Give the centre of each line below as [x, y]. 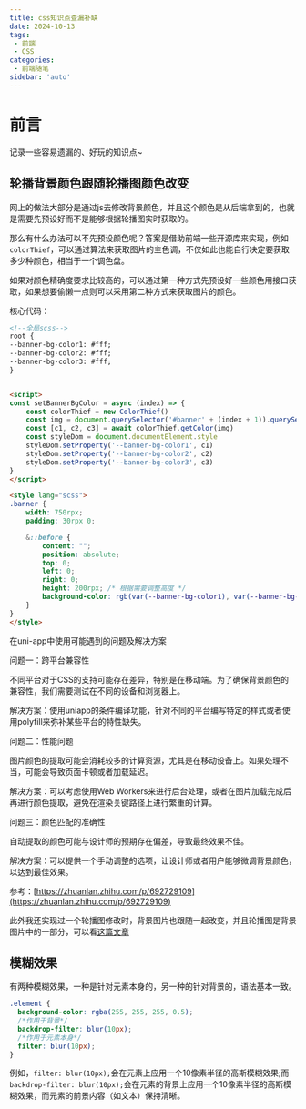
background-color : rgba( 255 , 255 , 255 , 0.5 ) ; [106, 1012]
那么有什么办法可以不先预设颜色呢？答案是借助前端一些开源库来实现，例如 [149, 238]
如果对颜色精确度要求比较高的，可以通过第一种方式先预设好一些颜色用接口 [149, 280]
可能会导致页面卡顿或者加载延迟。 [89, 771]
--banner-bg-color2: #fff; [61, 353]
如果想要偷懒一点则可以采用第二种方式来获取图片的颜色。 [133, 291]
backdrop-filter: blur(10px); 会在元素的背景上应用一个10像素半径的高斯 [147, 1084]
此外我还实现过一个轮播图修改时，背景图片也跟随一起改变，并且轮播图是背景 [153, 920]
